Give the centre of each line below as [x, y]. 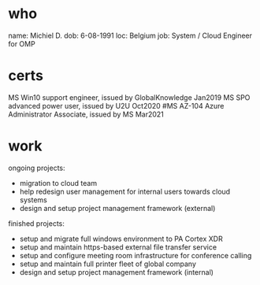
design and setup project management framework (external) [117, 208]
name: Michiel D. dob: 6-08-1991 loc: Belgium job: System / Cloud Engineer [130, 35]
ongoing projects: [37, 168]
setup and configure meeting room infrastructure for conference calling [136, 255]
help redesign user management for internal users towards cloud [125, 191]
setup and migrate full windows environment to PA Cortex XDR [121, 239]
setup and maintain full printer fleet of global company [108, 264]
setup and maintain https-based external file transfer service [118, 247]
